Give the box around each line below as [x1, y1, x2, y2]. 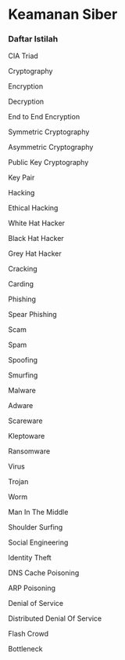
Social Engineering [8, 538, 69, 547]
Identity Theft [8, 553, 52, 563]
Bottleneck [8, 644, 43, 654]
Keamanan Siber [8, 5, 118, 24]
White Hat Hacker [8, 218, 65, 228]
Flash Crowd [8, 629, 49, 639]
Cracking [8, 264, 37, 274]
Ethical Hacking [8, 203, 59, 213]
